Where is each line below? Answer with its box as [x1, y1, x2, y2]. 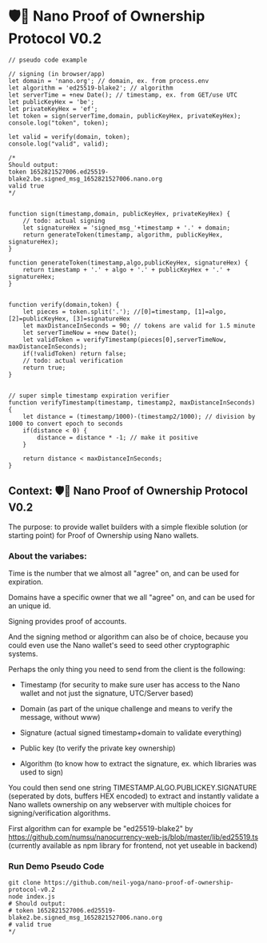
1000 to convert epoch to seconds [8, 420, 124, 428]
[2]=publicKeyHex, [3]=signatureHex [8, 314, 130, 323]
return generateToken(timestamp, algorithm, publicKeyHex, [22, 230, 224, 239]
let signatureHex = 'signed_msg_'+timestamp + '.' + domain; [22, 224, 230, 232]
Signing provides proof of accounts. [8, 617, 127, 627]
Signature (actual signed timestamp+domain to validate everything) [19, 728, 242, 738]
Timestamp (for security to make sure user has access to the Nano [19, 680, 241, 690]
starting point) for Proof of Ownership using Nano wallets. [8, 530, 199, 540]
